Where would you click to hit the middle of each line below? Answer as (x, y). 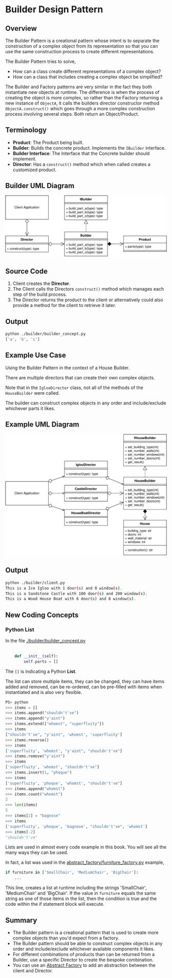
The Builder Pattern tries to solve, (40, 62)
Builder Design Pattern (54, 9)
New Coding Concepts (42, 615)
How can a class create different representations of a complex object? (87, 71)
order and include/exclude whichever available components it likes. (84, 949)
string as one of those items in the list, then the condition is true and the (81, 899)
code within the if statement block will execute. (55, 904)
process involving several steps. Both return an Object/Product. (72, 114)
